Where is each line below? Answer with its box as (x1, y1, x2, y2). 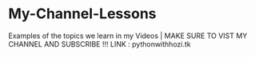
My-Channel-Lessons (8, 5, 157, 23)
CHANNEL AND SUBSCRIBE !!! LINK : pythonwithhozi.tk (8, 39, 191, 48)
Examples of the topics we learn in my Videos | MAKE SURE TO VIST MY (8, 31, 248, 40)
